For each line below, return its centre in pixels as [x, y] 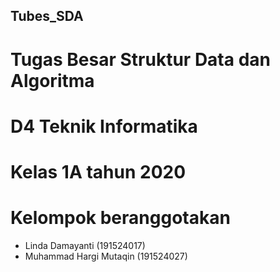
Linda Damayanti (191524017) [85, 245]
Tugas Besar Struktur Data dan [140, 59]
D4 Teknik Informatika [104, 126]
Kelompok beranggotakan [120, 218]
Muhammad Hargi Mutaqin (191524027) [106, 256]
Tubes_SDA [47, 16]
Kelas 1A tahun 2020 [98, 171]
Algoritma [52, 80]
